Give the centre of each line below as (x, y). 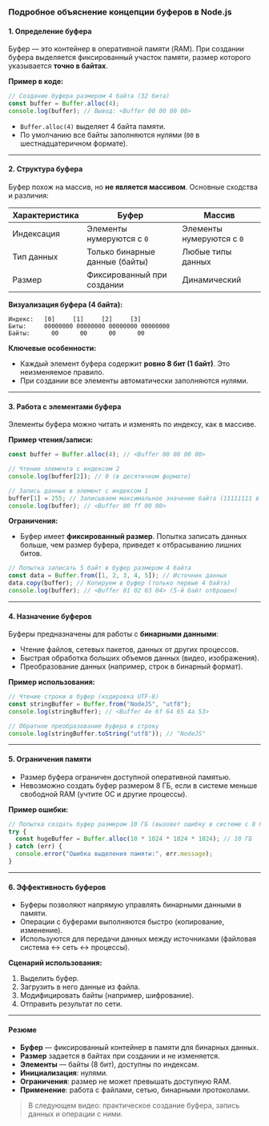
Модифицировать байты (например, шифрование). (107, 995)
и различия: (29, 195)
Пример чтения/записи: (51, 440)
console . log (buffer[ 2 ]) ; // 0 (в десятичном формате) (100, 476)
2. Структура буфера (46, 169)
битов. (31, 553)
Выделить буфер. (49, 979)
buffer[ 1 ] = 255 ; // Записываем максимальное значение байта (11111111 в (134, 498)
